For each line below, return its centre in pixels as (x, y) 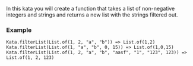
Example (19, 30)
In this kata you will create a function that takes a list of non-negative (91, 9)
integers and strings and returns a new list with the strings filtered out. (92, 15)
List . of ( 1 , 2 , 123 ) (30, 58)
